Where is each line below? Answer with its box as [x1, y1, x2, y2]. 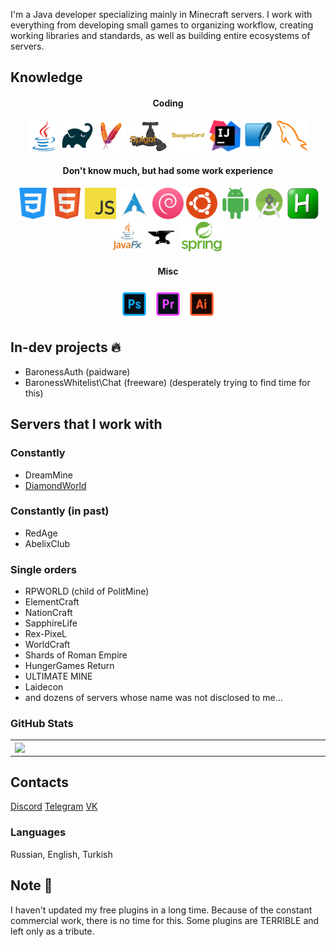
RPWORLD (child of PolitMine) [24, 585, 150, 598]
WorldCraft [24, 639, 71, 651]
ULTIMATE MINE [24, 670, 93, 683]
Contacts [10, 774, 70, 791]
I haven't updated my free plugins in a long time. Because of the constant [10, 904, 313, 916]
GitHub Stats [10, 717, 74, 731]
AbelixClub [24, 537, 71, 549]
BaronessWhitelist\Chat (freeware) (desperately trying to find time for [24, 376, 311, 388]
